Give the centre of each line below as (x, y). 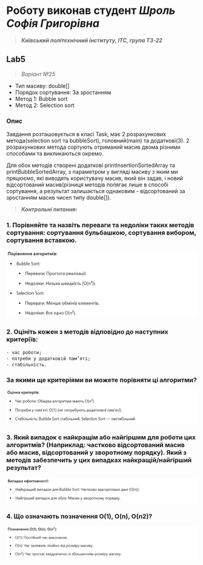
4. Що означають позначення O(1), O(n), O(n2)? (79, 516)
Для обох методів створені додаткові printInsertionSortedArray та (91, 165)
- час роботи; (24, 353)
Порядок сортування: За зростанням (63, 92)
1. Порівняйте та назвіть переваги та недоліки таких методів (100, 225)
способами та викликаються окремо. (55, 154)
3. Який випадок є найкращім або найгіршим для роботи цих (101, 437)
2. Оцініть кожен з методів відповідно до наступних (87, 332)
